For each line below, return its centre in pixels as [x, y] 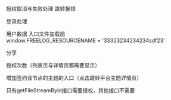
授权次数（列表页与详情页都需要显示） [53, 65]
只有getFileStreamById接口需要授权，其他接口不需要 [71, 90]
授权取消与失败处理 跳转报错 [41, 9]
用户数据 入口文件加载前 [36, 34]
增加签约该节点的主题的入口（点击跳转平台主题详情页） [74, 78]
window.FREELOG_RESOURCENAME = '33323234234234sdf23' [86, 41]
